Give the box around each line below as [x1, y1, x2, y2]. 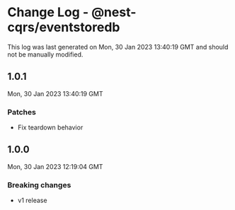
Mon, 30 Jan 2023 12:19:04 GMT [7, 162, 103, 170]
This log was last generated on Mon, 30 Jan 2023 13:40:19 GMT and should [7, 42, 229, 51]
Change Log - [7, 4, 89, 21]
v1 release [17, 196, 47, 205]
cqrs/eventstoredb [7, 19, 120, 35]
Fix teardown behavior [17, 123, 84, 132]
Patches [7, 107, 37, 117]
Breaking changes [7, 180, 71, 189]
